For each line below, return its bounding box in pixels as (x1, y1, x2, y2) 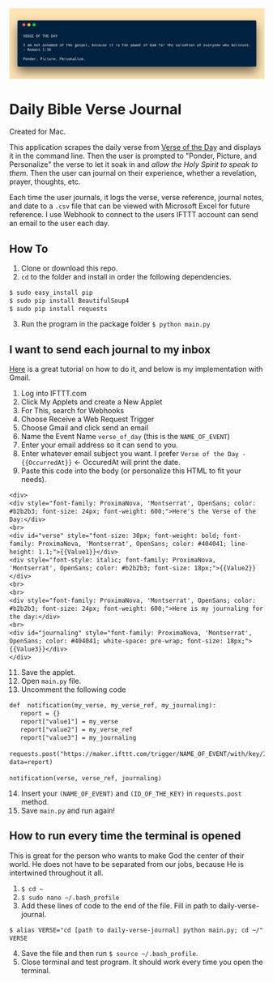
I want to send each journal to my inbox (9, 343, 211, 357)
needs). (20, 474, 47, 484)
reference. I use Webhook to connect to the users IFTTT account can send (9, 210, 258, 220)
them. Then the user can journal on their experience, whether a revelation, (9, 169, 258, 178)
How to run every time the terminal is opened (9, 829, 241, 843)
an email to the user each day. (9, 219, 110, 228)
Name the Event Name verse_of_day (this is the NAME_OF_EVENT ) (20, 431, 230, 441)
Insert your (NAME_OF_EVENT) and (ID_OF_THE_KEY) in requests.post (20, 788, 242, 798)
